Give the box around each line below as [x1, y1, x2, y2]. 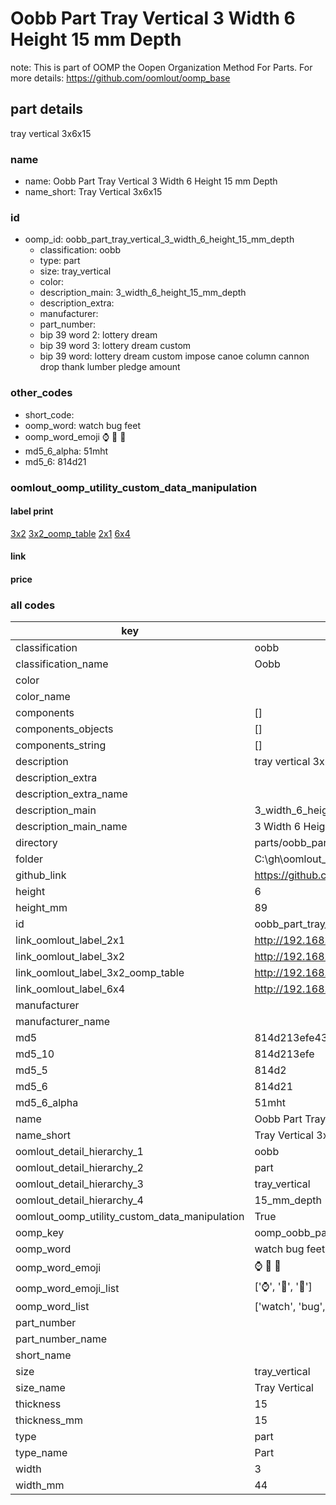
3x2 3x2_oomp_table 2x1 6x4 [10, 527, 131, 539]
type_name [15, 1446, 68, 1460]
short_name [15, 1348, 72, 1362]
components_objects [15, 722, 114, 736]
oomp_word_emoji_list [15, 1281, 120, 1295]
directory [15, 836, 58, 850]
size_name [15, 1381, 66, 1395]
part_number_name [15, 1332, 107, 1346]
